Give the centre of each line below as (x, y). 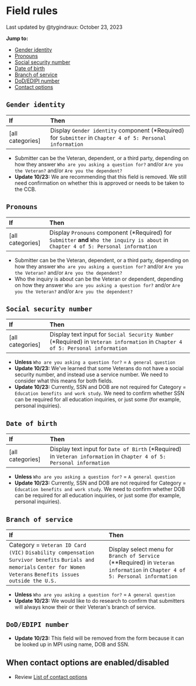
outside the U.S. (33, 581)
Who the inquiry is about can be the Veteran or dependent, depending (99, 279)
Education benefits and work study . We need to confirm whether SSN (99, 393)
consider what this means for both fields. (64, 381)
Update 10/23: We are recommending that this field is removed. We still (100, 176)
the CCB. (25, 189)
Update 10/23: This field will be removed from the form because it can (99, 638)
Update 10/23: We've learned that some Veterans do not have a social (99, 368)
